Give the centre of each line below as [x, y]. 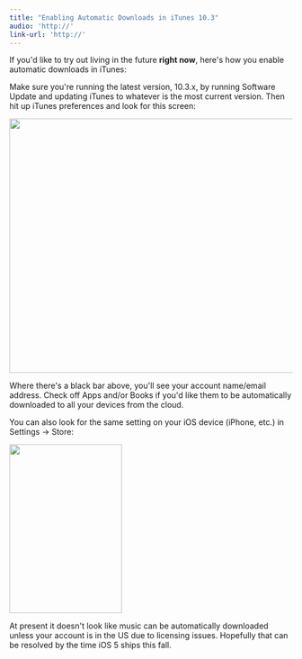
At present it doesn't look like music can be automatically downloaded [139, 626]
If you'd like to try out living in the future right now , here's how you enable [147, 60]
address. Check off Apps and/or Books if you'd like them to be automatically [151, 395]
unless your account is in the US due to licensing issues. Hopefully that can [149, 636]
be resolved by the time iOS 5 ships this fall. [91, 645]
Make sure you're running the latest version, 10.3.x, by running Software [142, 87]
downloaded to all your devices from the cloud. [97, 405]
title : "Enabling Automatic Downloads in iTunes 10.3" [114, 18]
